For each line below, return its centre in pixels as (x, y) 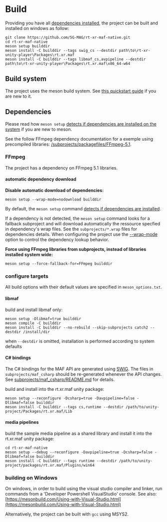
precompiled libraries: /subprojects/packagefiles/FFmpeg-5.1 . (69, 144)
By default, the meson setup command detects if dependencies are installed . (83, 209)
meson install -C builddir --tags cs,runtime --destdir (64, 407)
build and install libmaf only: (34, 310)
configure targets (27, 276)
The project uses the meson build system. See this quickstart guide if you (81, 91)
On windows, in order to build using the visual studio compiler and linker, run (84, 489)
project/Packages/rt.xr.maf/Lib (39, 411)
